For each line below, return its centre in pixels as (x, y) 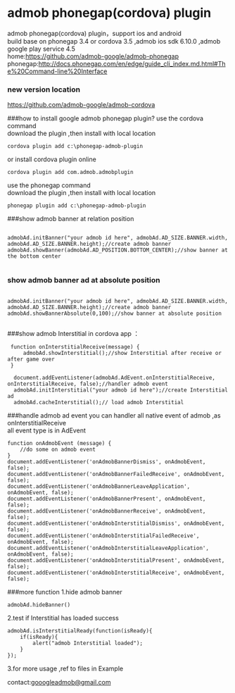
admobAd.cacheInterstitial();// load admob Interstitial (99, 402)
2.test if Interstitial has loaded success (63, 618)
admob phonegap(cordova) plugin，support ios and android (94, 33)
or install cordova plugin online (52, 159)
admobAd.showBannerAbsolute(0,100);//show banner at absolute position (114, 313)
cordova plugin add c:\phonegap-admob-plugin (75, 146)
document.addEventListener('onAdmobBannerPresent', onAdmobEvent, (107, 499)
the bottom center (34, 256)
